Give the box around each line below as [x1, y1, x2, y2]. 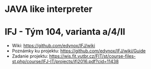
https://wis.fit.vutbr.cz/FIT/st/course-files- [49, 53, 136, 59]
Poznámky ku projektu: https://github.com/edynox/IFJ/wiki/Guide [11, 48, 146, 54]
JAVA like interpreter [4, 3, 93, 15]
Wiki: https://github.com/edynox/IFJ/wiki [11, 43, 95, 49]
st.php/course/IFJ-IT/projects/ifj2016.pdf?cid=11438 [11, 59, 119, 65]
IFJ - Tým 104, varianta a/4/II [4, 26, 126, 38]
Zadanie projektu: [11, 53, 48, 59]
